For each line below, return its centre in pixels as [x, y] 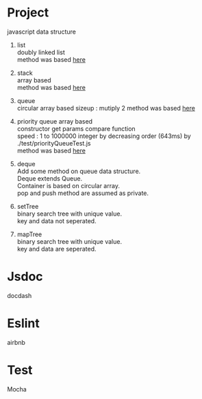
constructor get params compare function [76, 128]
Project [28, 13]
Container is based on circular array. [68, 185]
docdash [20, 295]
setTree [28, 206]
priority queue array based [55, 121]
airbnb [16, 342]
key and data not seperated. [57, 220]
